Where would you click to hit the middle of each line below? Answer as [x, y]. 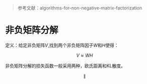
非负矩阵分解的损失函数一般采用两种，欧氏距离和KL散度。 [65, 66]
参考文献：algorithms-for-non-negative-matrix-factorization [80, 8]
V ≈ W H [85, 55]
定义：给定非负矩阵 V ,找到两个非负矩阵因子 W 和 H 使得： [62, 45]
